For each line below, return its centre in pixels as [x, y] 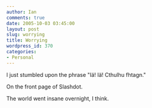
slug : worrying [26, 35]
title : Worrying [27, 40]
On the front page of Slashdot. [45, 87]
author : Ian [21, 12]
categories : [21, 52]
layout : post [23, 29]
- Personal [20, 57]
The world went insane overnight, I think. [58, 98]
